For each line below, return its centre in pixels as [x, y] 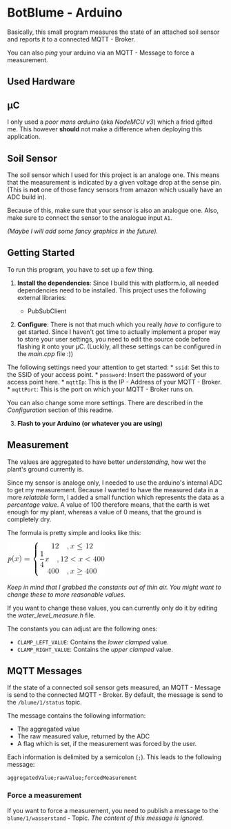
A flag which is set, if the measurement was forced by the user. [107, 744]
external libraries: [42, 297]
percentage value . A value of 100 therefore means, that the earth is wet [109, 504]
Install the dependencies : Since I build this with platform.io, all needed [118, 283]
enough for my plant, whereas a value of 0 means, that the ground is [104, 512]
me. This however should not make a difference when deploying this [104, 129]
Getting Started [41, 253]
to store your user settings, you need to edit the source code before [113, 339]
